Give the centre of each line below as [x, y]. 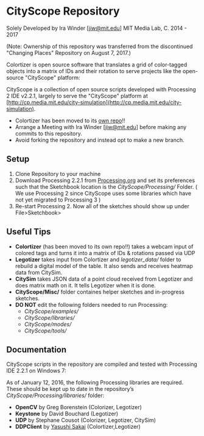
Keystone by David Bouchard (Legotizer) [67, 414]
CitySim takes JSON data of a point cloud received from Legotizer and [104, 279]
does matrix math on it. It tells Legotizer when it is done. [86, 285]
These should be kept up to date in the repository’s [70, 389]
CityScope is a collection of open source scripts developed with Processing [101, 89]
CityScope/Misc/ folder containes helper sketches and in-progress [100, 292]
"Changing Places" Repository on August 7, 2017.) [69, 52]
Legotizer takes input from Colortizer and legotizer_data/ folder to [98, 259]
